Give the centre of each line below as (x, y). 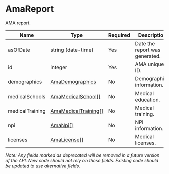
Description (152, 35)
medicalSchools (27, 96)
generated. (148, 56)
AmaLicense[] (67, 140)
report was (148, 50)
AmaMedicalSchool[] (75, 96)
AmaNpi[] (62, 125)
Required (119, 35)
